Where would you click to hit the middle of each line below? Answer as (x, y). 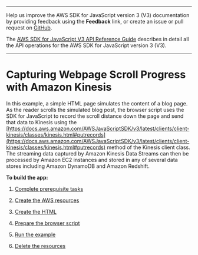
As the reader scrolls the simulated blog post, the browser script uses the (95, 110)
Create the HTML (36, 211)
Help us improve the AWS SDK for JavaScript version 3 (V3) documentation (98, 15)
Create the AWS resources (47, 200)
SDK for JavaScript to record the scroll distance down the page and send (95, 116)
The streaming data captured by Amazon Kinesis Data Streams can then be (98, 153)
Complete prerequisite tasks (49, 188)
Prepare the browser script (47, 223)
